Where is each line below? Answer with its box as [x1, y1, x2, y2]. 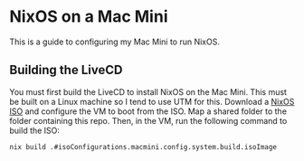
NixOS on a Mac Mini [9, 6, 168, 27]
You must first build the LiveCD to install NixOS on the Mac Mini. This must [9, 86, 288, 97]
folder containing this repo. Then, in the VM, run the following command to [9, 115, 288, 126]
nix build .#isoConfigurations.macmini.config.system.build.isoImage [9, 142, 278, 151]
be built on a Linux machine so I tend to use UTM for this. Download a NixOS [9, 96, 295, 107]
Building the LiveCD [9, 62, 123, 78]
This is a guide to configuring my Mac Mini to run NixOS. [9, 36, 220, 47]
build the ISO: [9, 125, 61, 136]
